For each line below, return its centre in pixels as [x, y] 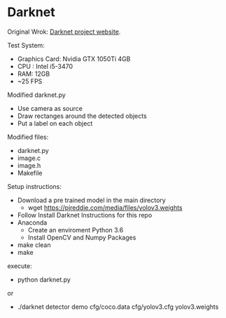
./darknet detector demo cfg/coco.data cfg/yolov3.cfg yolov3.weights [118, 307]
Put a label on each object [55, 123]
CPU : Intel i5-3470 [45, 66]
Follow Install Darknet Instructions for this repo [85, 215]
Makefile [30, 173]
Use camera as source [50, 108]
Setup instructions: [34, 186]
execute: [20, 266]
